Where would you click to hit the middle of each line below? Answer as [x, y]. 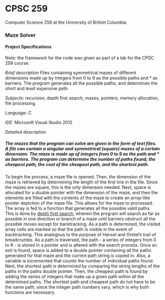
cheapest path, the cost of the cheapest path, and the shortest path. [77, 164]
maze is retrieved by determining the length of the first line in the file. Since [82, 182]
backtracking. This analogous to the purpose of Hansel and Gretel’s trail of [81, 235]
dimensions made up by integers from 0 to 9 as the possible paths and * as [81, 78]
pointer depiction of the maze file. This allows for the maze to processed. [79, 203]
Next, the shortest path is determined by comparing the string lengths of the [82, 266]
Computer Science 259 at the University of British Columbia [66, 22]
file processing [20, 103]
